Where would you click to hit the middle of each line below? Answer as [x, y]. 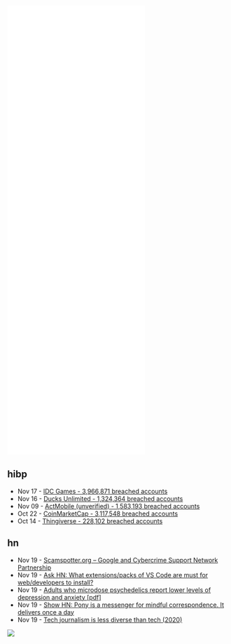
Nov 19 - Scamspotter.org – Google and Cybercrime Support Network [118, 560]
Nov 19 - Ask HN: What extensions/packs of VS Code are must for [113, 575]
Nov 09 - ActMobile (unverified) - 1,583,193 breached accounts [108, 506]
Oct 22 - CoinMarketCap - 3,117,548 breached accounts [98, 514]
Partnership [34, 568]
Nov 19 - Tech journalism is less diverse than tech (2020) [100, 619]
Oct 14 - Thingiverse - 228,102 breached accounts [90, 521]
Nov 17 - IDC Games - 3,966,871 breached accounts [92, 491]
